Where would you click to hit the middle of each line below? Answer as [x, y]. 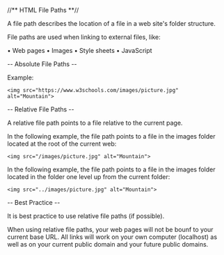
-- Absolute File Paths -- [42, 64]
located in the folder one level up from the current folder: [89, 177]
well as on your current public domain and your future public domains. [108, 244]
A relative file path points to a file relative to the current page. [95, 123]
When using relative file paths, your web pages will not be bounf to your [110, 230]
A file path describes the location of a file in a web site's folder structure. [111, 23]
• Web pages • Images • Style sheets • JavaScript [80, 51]
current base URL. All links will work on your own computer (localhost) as [112, 237]
